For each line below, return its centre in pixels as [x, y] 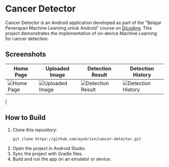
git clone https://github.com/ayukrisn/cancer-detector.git [77, 139]
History [142, 75]
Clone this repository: [35, 130]
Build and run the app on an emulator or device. [62, 159]
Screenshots [26, 54]
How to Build [26, 118]
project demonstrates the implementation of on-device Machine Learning [81, 33]
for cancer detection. [27, 39]
